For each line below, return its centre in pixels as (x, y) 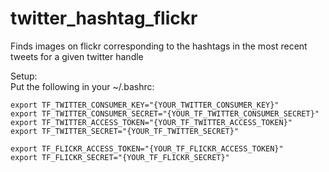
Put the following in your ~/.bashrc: (82, 86)
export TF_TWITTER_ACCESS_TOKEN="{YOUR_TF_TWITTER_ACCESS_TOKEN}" (151, 122)
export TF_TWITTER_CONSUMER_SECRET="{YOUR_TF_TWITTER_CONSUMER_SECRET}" (165, 113)
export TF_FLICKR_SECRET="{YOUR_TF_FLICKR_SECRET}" (120, 157)
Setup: (24, 76)
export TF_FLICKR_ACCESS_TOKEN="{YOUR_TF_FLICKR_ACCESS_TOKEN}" (147, 148)
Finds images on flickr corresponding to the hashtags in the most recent (159, 46)
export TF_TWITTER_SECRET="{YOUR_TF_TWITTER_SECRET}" (125, 131)
